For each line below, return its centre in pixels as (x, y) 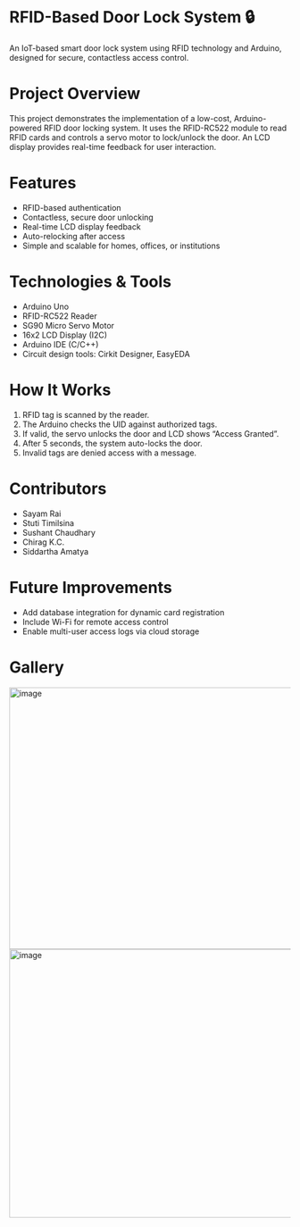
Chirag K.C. (43, 542)
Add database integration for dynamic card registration (123, 612)
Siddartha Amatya (55, 551)
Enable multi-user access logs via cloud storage (111, 631)
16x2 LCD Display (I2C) (65, 335)
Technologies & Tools (91, 281)
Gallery (37, 667)
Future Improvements (91, 587)
